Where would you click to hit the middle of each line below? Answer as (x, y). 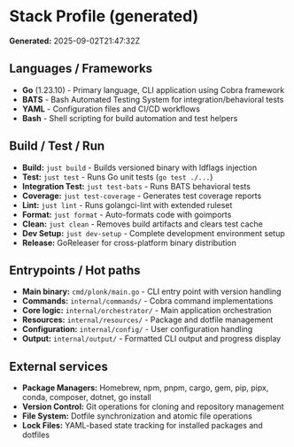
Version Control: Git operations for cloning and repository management (153, 407)
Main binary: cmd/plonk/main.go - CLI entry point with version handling (151, 292)
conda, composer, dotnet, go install (87, 397)
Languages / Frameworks (81, 69)
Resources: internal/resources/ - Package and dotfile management (147, 320)
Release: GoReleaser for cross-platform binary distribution (129, 243)
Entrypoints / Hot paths (75, 270)
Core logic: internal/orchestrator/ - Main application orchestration (147, 311)
